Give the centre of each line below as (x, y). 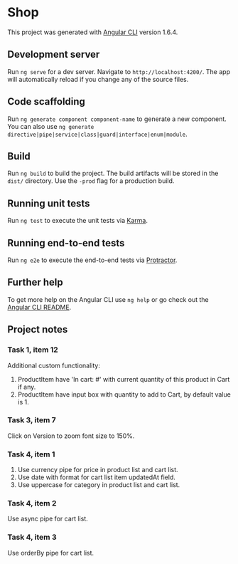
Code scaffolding (46, 101)
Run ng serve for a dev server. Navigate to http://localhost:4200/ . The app (119, 71)
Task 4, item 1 (31, 454)
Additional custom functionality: (54, 365)
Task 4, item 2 (32, 503)
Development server (54, 54)
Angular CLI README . (39, 307)
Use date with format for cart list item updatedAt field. (96, 477)
